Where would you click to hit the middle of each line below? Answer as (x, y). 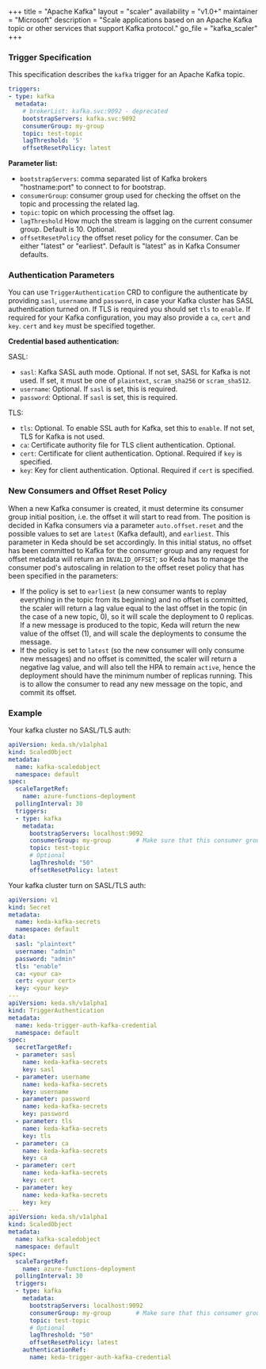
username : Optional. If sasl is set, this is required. (99, 389)
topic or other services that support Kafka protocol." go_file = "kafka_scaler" (133, 28)
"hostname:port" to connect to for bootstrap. (93, 187)
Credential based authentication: (64, 341)
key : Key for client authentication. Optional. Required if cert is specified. (137, 471)
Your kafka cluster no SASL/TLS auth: (70, 730)
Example (25, 713)
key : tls (37, 1136)
